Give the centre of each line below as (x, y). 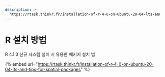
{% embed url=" (22, 64)
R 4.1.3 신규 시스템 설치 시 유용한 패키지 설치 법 (50, 54)
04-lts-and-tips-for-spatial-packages (43, 70)
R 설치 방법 (26, 40)
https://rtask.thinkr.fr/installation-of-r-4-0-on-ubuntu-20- (96, 64)
